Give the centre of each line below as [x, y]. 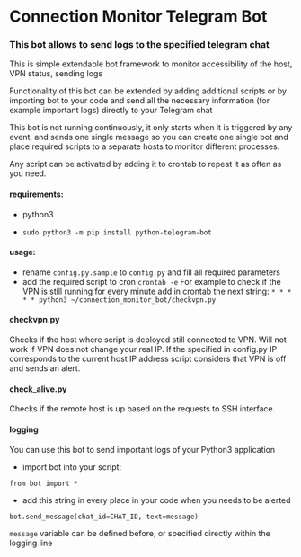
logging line [31, 543]
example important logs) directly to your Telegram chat [111, 111]
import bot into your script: [72, 467]
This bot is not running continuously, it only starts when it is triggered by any [151, 128]
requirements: [37, 194]
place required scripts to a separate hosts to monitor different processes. [145, 146]
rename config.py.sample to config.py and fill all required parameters [151, 272]
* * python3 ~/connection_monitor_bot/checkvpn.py [119, 300]
